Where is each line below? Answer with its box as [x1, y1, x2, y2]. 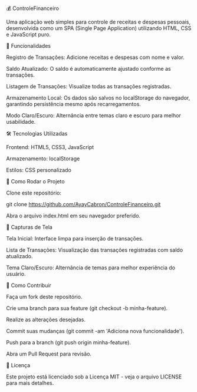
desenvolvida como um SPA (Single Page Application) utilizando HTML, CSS [6, 25, 192, 31]
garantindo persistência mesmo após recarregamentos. [6, 101, 142, 107]
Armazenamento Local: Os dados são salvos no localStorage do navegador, [6, 94, 191, 101]
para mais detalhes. [6, 380, 54, 386]
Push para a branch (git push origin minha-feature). [6, 339, 132, 346]
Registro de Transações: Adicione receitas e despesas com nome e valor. [6, 54, 185, 61]
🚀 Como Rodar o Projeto [6, 178, 65, 185]
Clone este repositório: [6, 189, 62, 196]
